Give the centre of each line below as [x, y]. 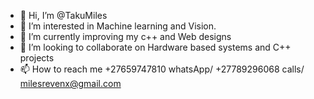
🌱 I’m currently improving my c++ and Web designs [125, 36]
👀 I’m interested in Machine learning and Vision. [118, 26]
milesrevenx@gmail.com [70, 83]
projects [37, 58]
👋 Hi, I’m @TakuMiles [63, 15]
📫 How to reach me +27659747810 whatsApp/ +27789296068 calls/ [162, 69]
